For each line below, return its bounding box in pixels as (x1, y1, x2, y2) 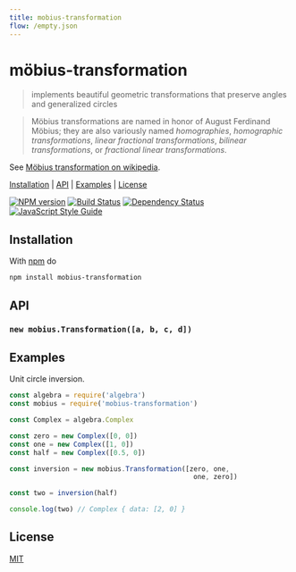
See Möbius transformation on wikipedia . (9, 162, 161, 172)
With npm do (9, 256, 56, 266)
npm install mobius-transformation (9, 273, 142, 282)
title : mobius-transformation (9, 13, 123, 22)
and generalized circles (30, 99, 118, 110)
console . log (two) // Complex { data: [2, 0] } (9, 505, 186, 514)
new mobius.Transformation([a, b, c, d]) (9, 324, 192, 335)
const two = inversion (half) (9, 489, 118, 498)
